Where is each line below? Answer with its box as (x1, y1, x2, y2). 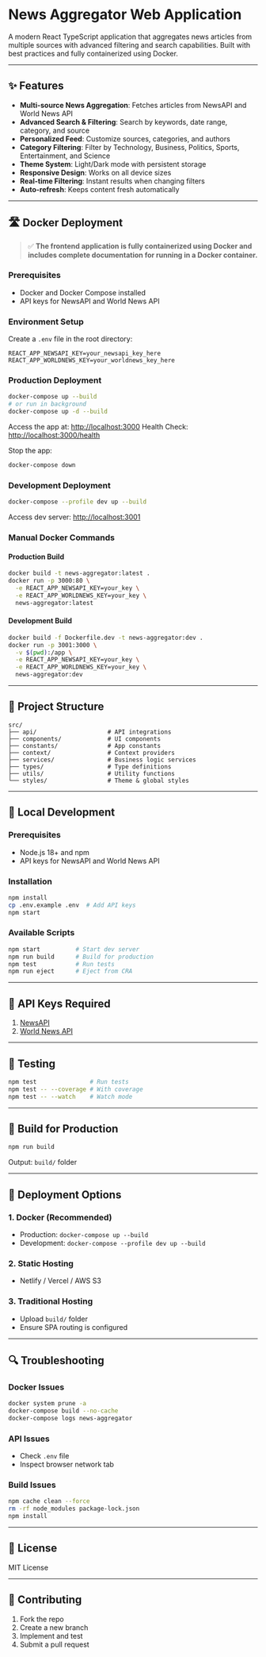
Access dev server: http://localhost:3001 (8, 512, 141, 522)
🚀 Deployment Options (8, 1188, 122, 1201)
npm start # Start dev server (8, 945, 140, 954)
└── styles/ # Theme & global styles (8, 776, 190, 784)
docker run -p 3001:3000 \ (8, 641, 97, 649)
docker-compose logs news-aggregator (8, 1414, 133, 1422)
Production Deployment (8, 375, 102, 386)
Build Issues (8, 1479, 57, 1490)
